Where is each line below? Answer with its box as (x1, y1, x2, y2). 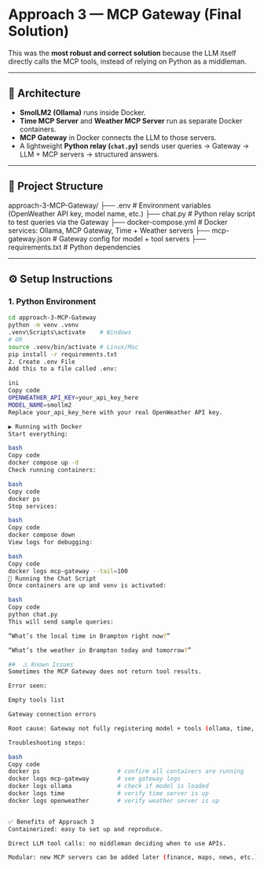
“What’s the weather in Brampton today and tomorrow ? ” (8, 646, 192, 654)
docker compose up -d (8, 458, 79, 467)
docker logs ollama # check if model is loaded (8, 782, 210, 790)
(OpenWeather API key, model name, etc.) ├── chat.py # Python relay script (8, 208, 255, 218)
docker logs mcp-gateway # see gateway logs (8, 775, 181, 783)
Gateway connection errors (8, 710, 97, 718)
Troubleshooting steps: (8, 738, 86, 746)
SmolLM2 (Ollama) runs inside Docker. (19, 108, 146, 117)
